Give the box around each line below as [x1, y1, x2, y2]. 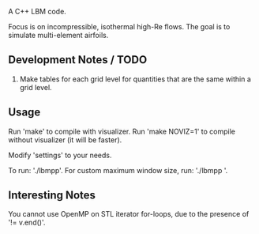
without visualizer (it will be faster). [8, 134, 122, 145]
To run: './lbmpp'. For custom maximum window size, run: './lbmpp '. [8, 165, 228, 175]
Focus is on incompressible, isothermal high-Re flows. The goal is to [8, 22, 231, 31]
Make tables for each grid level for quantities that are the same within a [19, 74, 251, 84]
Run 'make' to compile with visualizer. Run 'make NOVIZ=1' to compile [8, 126, 235, 136]
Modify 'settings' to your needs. [8, 150, 112, 160]
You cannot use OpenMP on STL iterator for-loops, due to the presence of [8, 209, 250, 219]
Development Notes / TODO [8, 53, 148, 66]
